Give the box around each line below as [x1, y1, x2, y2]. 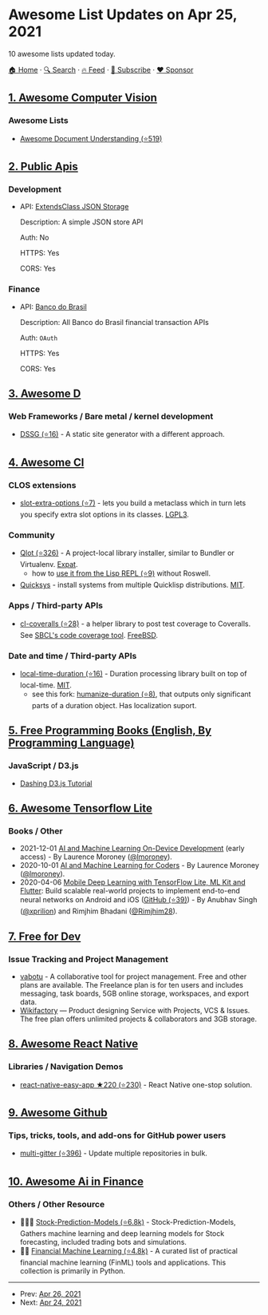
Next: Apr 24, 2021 [19, 1297, 82, 1307]
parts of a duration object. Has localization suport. [31, 700, 197, 710]
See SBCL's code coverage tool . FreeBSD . [19, 630, 158, 640]
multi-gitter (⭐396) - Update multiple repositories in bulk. [19, 1148, 207, 1159]
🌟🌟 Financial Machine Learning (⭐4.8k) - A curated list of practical [19, 1246, 238, 1255]
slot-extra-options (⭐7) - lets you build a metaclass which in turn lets [19, 497, 246, 508]
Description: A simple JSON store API [19, 217, 144, 227]
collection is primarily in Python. [19, 1266, 126, 1275]
